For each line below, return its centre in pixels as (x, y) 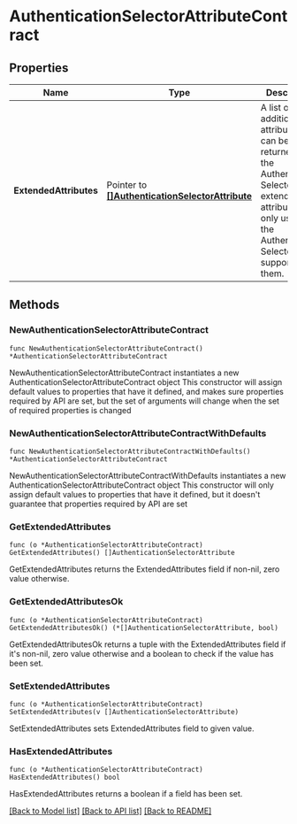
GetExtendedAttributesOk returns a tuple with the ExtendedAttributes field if (148, 644)
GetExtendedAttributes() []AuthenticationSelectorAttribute (122, 553)
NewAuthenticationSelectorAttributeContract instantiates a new (125, 373)
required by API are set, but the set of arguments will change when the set (145, 401)
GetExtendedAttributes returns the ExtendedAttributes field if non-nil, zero (145, 569)
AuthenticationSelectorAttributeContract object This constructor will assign (146, 381)
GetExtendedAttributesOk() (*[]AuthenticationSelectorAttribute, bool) (144, 628)
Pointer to (127, 185)
